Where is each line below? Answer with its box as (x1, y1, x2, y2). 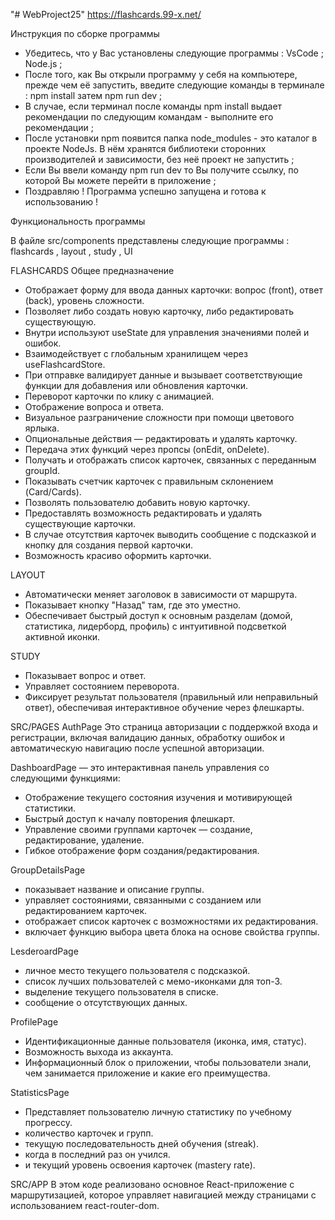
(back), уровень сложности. (24, 295, 145, 306)
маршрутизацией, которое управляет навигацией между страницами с (10, 1189, 317, 1201)
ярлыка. (24, 422, 60, 434)
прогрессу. (24, 1117, 73, 1128)
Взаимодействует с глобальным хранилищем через (24, 348, 248, 359)
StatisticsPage (10, 1087, 70, 1098)
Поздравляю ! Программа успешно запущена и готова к (24, 185, 267, 197)
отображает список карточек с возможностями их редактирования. (24, 915, 319, 927)
